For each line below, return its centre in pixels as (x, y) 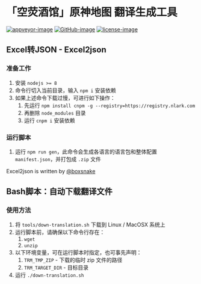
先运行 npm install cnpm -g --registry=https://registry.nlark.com (110, 105)
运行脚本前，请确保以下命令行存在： (60, 232)
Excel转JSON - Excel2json (56, 50)
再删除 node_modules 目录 (55, 113)
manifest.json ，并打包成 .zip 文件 (58, 159)
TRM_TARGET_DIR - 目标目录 (56, 267)
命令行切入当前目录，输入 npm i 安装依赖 (65, 90)
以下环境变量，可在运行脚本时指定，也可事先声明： (78, 252)
